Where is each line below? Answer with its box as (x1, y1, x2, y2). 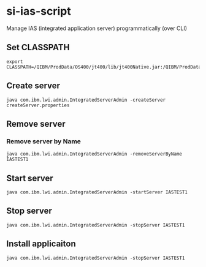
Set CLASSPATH (6, 42, 70, 53)
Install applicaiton (6, 239, 77, 249)
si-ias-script (6, 4, 72, 18)
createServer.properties (6, 102, 70, 108)
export (6, 58, 23, 65)
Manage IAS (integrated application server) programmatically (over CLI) (6, 24, 188, 32)
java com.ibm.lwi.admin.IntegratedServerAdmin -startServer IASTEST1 (6, 189, 188, 195)
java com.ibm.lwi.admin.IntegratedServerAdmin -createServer (6, 97, 166, 103)
